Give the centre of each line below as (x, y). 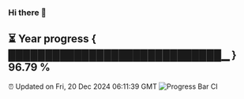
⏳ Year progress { (53, 39)
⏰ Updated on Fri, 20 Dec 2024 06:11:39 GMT (83, 86)
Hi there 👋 (28, 13)
